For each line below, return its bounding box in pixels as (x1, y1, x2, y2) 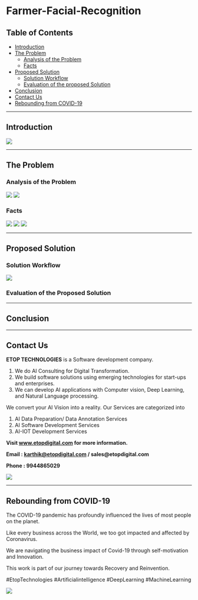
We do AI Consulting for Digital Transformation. (14, 368, 130, 375)
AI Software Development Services (14, 422, 100, 429)
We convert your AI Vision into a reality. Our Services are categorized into (6, 404, 185, 411)
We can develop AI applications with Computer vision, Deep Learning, (14, 386, 184, 394)
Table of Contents (6, 28, 74, 38)
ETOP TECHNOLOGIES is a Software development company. (6, 356, 154, 363)
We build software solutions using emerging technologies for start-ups (14, 373, 187, 381)
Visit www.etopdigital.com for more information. (6, 440, 128, 447)
